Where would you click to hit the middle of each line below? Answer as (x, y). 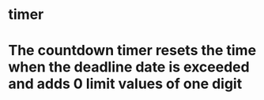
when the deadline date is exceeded (129, 67)
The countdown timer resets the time (132, 51)
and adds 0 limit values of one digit (125, 84)
